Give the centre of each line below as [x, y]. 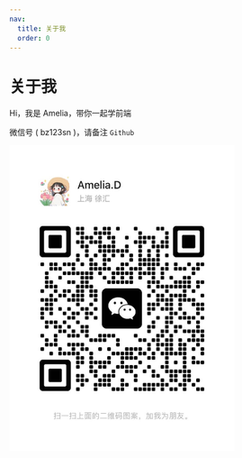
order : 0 [34, 38]
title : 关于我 [42, 28]
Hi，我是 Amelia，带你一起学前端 [71, 114]
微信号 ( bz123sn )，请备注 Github [72, 133]
